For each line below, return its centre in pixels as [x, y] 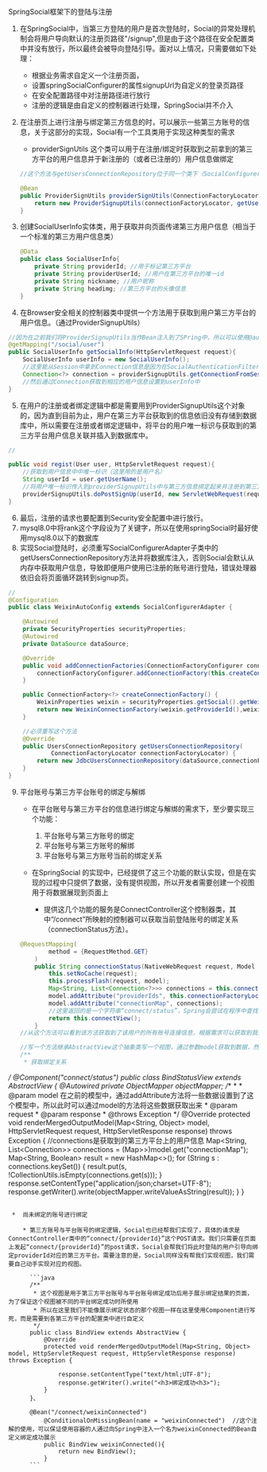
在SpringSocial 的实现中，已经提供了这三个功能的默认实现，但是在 [140, 872]
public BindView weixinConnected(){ [104, 1444]
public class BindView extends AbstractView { [108, 1332]
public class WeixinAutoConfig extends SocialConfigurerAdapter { [120, 607]
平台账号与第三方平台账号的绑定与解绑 [82, 792]
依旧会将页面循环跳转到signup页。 [76, 577]
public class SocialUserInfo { [70, 259]
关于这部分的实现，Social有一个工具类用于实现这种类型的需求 [134, 132]
